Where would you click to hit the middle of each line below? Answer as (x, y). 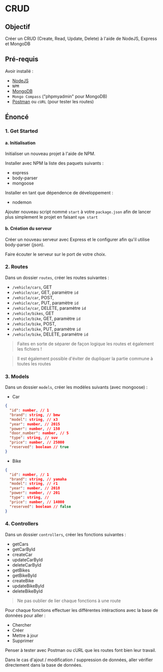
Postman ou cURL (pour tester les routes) (53, 101)
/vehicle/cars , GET (32, 287)
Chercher (22, 625)
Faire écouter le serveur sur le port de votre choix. (56, 254)
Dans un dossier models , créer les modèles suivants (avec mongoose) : (76, 387)
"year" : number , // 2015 (35, 424)
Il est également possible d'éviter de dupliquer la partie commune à (85, 358)
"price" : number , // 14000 (37, 502)
